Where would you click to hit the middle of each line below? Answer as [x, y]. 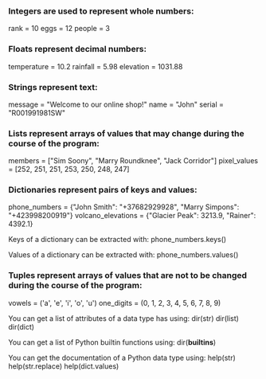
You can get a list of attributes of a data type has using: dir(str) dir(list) [123, 318]
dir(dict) [21, 326]
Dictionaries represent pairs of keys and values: [103, 190]
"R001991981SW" [37, 112]
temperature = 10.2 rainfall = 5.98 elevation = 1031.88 [96, 66]
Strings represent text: [53, 87]
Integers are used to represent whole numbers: [101, 11]
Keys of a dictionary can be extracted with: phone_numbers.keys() [117, 240]
